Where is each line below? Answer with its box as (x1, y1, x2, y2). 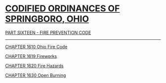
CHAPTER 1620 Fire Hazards (5, 62, 64, 69)
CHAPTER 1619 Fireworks (5, 53, 57, 59)
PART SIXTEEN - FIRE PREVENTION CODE (5, 29, 91, 35)
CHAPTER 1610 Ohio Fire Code (5, 44, 68, 50)
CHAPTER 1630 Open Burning (5, 72, 66, 78)
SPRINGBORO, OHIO (5, 13, 89, 25)
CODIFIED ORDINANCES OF (5, 3, 120, 14)
